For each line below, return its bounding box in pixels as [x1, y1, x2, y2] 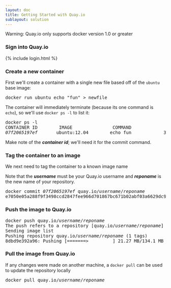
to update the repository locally [5, 267, 71, 273]
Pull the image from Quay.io [5, 250, 75, 257]
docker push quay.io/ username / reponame [5, 217, 105, 223]
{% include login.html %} [5, 55, 58, 61]
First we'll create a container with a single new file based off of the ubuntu [5, 79, 160, 85]
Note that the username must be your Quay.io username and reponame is [5, 174, 161, 180]
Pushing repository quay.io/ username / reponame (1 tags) [5, 233, 148, 239]
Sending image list [5, 227, 54, 234]
